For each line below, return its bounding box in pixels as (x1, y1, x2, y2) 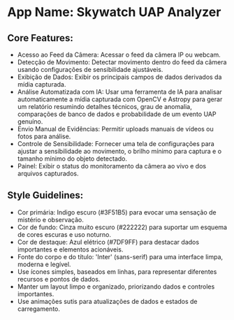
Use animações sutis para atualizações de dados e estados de (17, 297, 198, 305)
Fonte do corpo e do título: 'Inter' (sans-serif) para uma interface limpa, (17, 252, 224, 261)
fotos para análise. (17, 132, 71, 140)
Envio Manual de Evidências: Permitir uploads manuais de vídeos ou (17, 125, 214, 133)
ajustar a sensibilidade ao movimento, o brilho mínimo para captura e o (17, 147, 222, 155)
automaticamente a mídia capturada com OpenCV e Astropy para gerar (17, 95, 223, 103)
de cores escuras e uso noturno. (17, 230, 112, 238)
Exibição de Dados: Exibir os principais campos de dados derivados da (17, 73, 222, 81)
